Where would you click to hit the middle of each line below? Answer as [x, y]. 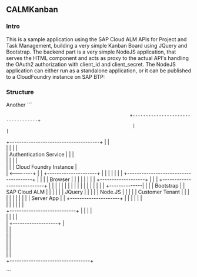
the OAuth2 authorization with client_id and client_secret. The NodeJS [91, 64]
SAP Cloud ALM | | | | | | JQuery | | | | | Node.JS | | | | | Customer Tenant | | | [98, 192]
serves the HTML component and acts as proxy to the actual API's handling [98, 58]
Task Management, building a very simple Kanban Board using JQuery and [97, 45]
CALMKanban [32, 10]
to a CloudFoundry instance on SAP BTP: [56, 76]
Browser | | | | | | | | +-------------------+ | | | [104, 179]
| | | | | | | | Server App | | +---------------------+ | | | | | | [74, 198]
